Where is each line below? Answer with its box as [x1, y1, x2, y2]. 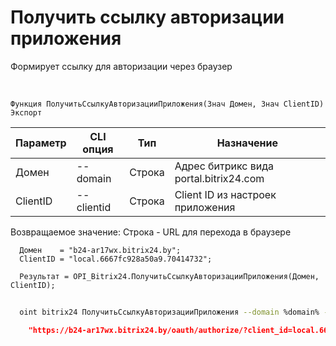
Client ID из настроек [174, 187, 277, 201]
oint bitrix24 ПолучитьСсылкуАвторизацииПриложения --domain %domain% [19, 307, 320, 317]
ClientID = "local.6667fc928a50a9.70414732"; [19, 254, 213, 264]
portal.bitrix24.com [174, 171, 265, 185]
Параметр [15, 136, 67, 150]
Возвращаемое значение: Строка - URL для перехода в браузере [10, 226, 292, 238]
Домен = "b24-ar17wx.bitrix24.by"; [19, 245, 182, 255]
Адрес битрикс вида [174, 159, 275, 173]
